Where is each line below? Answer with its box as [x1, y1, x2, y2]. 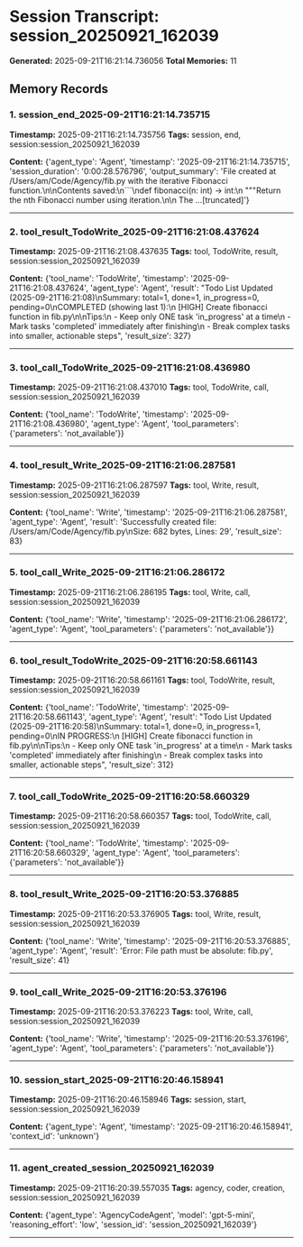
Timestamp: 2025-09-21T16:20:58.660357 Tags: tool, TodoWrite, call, [9, 811, 272, 821]
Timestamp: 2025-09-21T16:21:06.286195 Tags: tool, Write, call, [9, 586, 251, 597]
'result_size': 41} [9, 954, 70, 966]
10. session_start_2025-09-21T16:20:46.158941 [9, 1073, 224, 1086]
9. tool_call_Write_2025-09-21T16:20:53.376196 [9, 986, 227, 998]
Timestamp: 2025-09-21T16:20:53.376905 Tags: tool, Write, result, [9, 908, 262, 919]
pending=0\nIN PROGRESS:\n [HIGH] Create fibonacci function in [9, 730, 253, 741]
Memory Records [9, 81, 108, 96]
